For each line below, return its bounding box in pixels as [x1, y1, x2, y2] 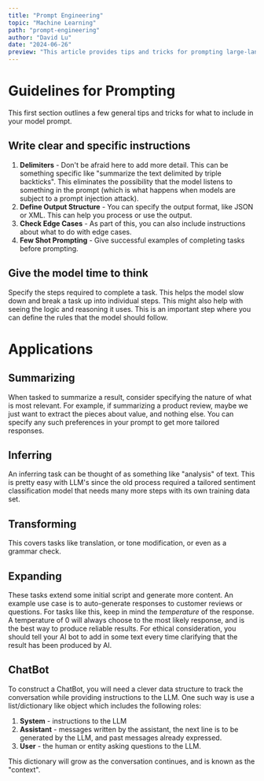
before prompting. [19, 243, 79, 253]
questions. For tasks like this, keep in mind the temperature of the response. [8, 607, 255, 616]
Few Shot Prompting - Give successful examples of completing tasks [19, 235, 245, 245]
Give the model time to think [8, 267, 149, 280]
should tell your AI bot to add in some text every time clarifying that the [8, 632, 238, 642]
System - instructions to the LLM [19, 716, 127, 725]
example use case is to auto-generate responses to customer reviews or [8, 599, 243, 608]
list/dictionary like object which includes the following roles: [8, 701, 202, 710]
